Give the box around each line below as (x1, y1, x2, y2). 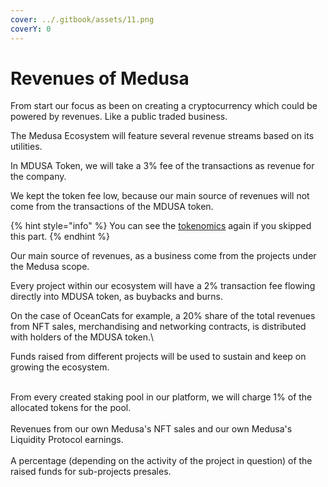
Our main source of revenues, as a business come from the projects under (10, 250, 317, 262)
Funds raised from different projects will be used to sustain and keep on (10, 351, 307, 363)
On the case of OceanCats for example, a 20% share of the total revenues (10, 310, 316, 322)
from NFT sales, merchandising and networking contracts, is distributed (10, 321, 307, 333)
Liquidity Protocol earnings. (10, 434, 124, 446)
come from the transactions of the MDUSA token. (10, 201, 214, 213)
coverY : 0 (10, 24, 52, 34)
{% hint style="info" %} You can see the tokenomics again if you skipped (10, 220, 312, 232)
